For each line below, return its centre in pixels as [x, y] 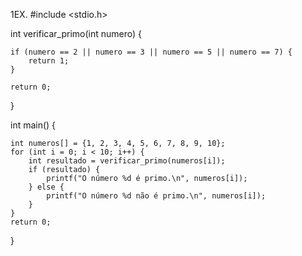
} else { [46, 187]
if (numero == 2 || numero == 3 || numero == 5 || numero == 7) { [151, 52]
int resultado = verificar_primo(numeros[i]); [127, 161]
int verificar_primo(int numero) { [76, 33]
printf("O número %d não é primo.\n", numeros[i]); [156, 196]
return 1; [49, 61]
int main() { [33, 125]
